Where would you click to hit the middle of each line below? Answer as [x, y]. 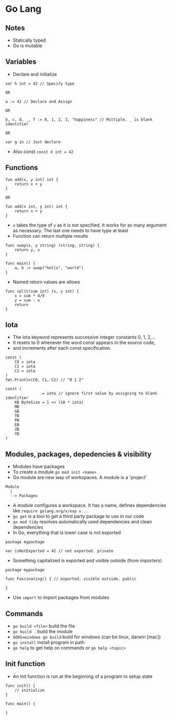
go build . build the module [43, 632]
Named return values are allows [46, 282]
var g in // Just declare [33, 142]
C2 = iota [25, 371]
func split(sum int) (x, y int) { [42, 291]
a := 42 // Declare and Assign [39, 101]
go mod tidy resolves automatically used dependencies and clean [82, 522]
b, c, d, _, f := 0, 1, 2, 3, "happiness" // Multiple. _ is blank [79, 119]
